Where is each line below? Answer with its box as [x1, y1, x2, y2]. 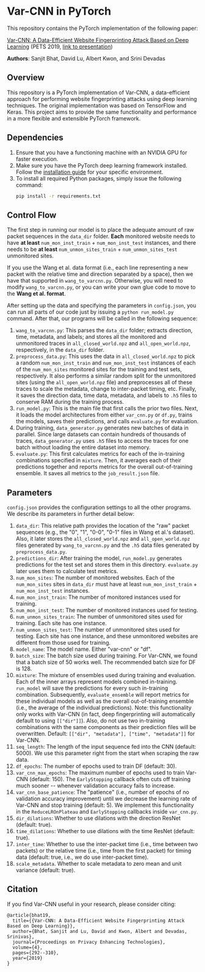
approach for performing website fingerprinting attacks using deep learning [7, 95, 197, 102]
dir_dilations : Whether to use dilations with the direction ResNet [15, 815, 181, 822]
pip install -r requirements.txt [15, 193, 101, 199]
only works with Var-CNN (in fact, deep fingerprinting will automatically [15, 711, 196, 718]
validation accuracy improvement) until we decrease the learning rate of [15, 795, 197, 803]
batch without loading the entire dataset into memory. [15, 443, 151, 451]
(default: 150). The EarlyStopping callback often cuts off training [29, 776, 191, 783]
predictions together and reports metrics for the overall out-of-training [15, 463, 193, 470]
